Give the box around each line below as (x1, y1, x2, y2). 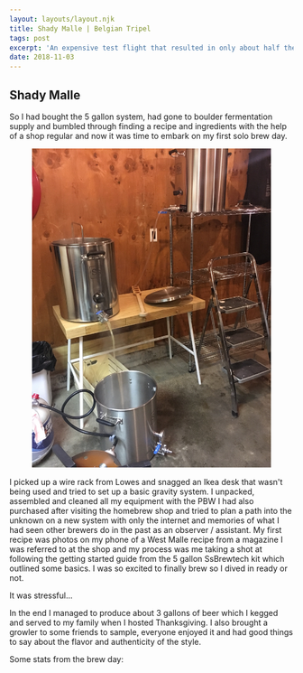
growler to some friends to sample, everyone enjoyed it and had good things (9, 627, 293, 638)
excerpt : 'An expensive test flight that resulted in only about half (9, 43, 280, 52)
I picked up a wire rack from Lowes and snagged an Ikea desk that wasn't (9, 477, 283, 488)
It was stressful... (9, 590, 74, 601)
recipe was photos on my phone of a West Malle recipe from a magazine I (9, 534, 283, 546)
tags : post (9, 33, 50, 42)
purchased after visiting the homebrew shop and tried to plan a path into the (9, 506, 292, 517)
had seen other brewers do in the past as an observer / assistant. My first (9, 525, 282, 536)
